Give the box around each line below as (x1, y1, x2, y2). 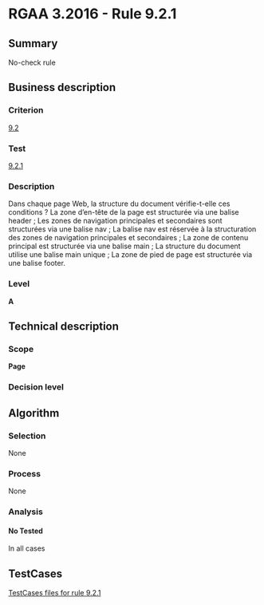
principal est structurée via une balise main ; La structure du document (8, 241, 241, 251)
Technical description (8, 319, 120, 333)
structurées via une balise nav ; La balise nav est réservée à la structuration (8, 224, 257, 234)
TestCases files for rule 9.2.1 (8, 588, 101, 598)
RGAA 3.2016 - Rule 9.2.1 (8, 5, 177, 23)
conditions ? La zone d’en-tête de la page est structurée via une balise (8, 208, 239, 217)
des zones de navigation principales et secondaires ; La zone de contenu (8, 233, 249, 243)
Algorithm (8, 406, 60, 420)
